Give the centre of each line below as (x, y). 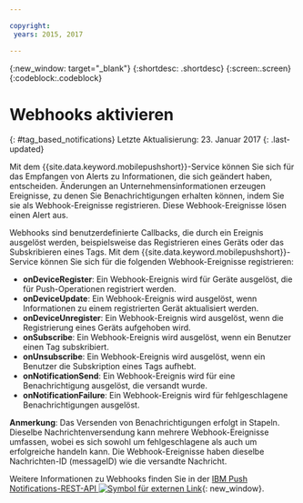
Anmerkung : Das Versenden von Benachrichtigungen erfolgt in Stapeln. (145, 423)
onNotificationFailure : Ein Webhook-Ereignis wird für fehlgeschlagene (155, 396)
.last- (281, 140)
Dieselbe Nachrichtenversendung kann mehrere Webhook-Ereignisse (139, 432)
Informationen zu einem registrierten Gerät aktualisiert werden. (141, 308)
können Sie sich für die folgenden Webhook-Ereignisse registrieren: (167, 262)
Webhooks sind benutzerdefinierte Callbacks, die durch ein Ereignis (136, 233)
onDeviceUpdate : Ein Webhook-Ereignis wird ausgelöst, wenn (140, 299)
